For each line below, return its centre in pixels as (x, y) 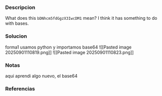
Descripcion (20, 7)
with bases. (17, 23)
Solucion (16, 36)
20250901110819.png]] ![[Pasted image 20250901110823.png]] (70, 52)
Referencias (20, 89)
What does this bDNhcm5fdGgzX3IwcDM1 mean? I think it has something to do (81, 18)
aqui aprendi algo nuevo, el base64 (41, 76)
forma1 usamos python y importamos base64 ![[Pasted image (69, 47)
